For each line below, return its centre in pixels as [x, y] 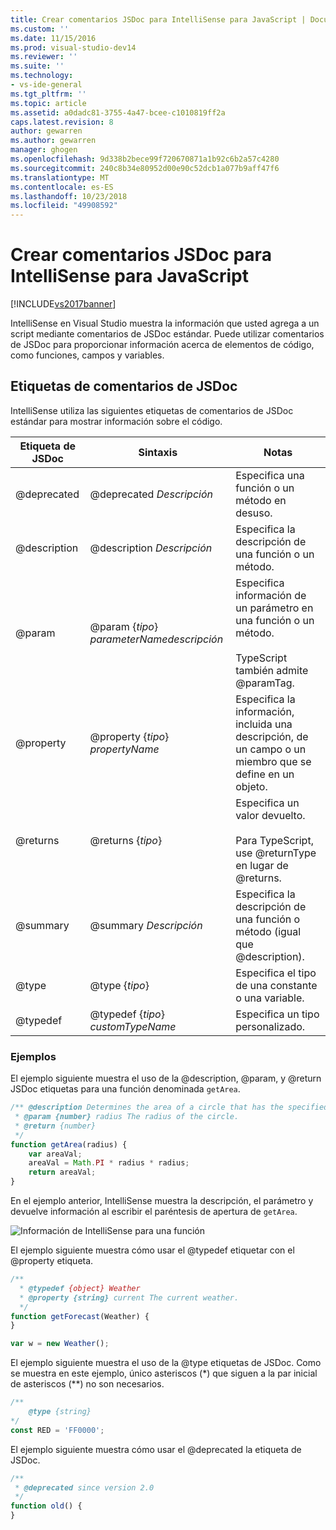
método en [261, 500]
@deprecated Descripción [151, 494]
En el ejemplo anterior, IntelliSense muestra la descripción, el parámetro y [162, 1201]
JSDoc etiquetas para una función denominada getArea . [125, 1089]
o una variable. [270, 998]
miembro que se [273, 761]
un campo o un [271, 749]
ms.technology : [42, 76]
